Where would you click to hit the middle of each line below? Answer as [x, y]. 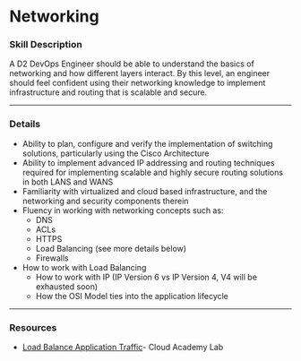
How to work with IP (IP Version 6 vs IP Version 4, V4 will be [146, 277]
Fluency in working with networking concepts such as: [123, 210]
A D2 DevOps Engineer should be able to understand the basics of [132, 64]
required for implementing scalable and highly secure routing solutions [153, 172]
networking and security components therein [105, 201]
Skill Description [46, 45]
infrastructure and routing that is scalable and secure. [108, 92]
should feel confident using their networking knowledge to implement [138, 83]
